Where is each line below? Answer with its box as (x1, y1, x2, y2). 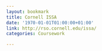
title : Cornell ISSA (6, 14, 58, 20)
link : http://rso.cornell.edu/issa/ (6, 25, 97, 31)
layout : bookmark (6, 8, 49, 15)
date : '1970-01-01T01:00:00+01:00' (6, 20, 94, 26)
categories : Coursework (6, 31, 65, 37)
